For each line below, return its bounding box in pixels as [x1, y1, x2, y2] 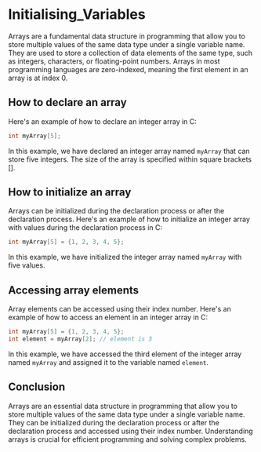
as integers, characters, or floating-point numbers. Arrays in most [8, 56, 220, 66]
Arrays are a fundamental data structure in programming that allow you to [8, 31, 245, 41]
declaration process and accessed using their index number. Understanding [8, 426, 253, 436]
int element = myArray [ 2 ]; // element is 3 [8, 335, 153, 343]
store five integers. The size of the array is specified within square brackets [8, 155, 252, 164]
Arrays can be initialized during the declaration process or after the [8, 206, 225, 216]
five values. [8, 261, 45, 270]
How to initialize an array [8, 186, 132, 199]
